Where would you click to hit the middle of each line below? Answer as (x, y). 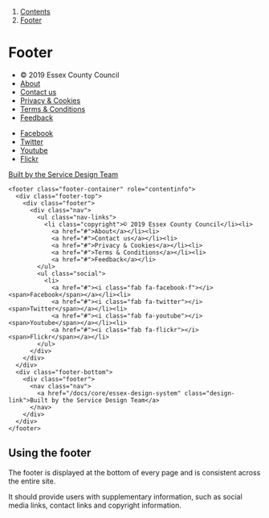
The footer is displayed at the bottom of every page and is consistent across (134, 472)
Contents (35, 12)
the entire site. (32, 481)
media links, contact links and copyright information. (95, 505)
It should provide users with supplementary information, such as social (125, 496)
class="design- (210, 393)
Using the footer (50, 453)
